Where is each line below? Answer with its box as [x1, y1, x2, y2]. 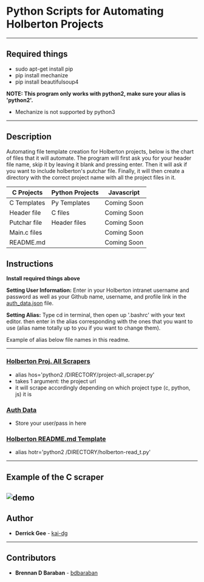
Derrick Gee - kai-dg [15, 529, 68, 537]
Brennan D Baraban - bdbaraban [15, 569, 98, 577]
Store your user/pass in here [15, 419, 87, 427]
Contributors [6, 553, 56, 563]
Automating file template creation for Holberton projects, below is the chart [6, 147, 194, 155]
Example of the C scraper [6, 472, 104, 482]
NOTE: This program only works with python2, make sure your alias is [6, 90, 186, 97]
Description [6, 132, 52, 142]
